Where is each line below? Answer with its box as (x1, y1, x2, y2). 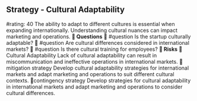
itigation (6, 64, 31, 71)
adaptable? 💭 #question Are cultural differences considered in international (6, 39, 190, 46)
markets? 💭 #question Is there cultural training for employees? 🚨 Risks (6, 45, 178, 53)
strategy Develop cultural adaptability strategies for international (31, 64, 189, 71)
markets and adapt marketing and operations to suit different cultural (6, 70, 174, 77)
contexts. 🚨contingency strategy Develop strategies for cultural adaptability (6, 77, 191, 84)
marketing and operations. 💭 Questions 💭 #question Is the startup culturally (6, 32, 191, 40)
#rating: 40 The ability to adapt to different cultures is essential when (6, 20, 175, 27)
